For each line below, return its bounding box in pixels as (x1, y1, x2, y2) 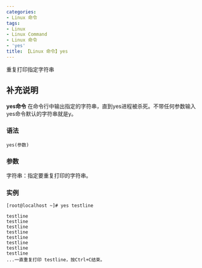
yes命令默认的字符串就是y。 (6, 110, 77, 117)
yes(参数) (6, 142, 29, 148)
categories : (6, 8, 36, 15)
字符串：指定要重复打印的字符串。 (6, 172, 92, 179)
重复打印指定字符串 (6, 65, 55, 73)
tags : (6, 20, 20, 26)
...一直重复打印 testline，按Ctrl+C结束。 (6, 257, 105, 263)
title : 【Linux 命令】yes (6, 49, 69, 55)
